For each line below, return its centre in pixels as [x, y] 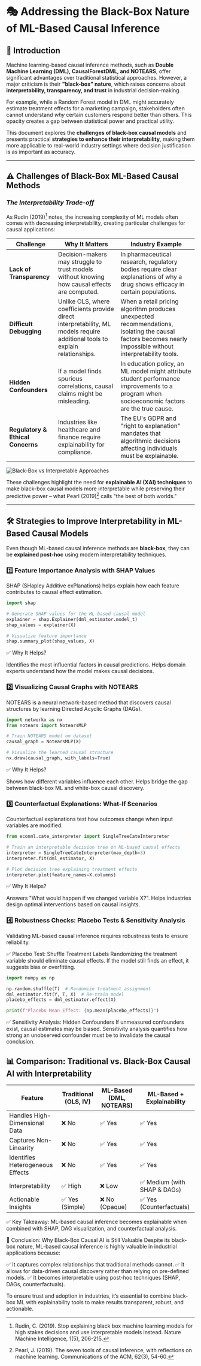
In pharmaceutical [146, 254]
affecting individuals [149, 448]
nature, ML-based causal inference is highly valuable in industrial [97, 1246]
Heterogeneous [31, 1165]
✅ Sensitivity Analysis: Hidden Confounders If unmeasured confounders [95, 1022]
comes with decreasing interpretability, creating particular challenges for [96, 223]
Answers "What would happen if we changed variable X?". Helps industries [99, 898]
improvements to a [147, 386]
